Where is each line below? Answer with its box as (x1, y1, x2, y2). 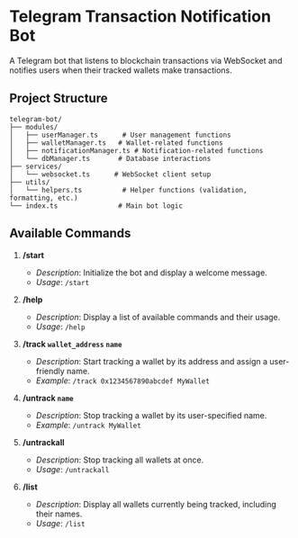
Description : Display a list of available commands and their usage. (35, 311, 281, 322)
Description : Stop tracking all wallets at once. (35, 454, 204, 465)
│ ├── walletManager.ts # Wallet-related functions (9, 138, 223, 148)
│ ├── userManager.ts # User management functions (9, 130, 231, 139)
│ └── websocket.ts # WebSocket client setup (9, 169, 212, 179)
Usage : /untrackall (35, 463, 110, 474)
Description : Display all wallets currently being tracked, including (35, 498, 277, 509)
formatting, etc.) (9, 193, 78, 202)
